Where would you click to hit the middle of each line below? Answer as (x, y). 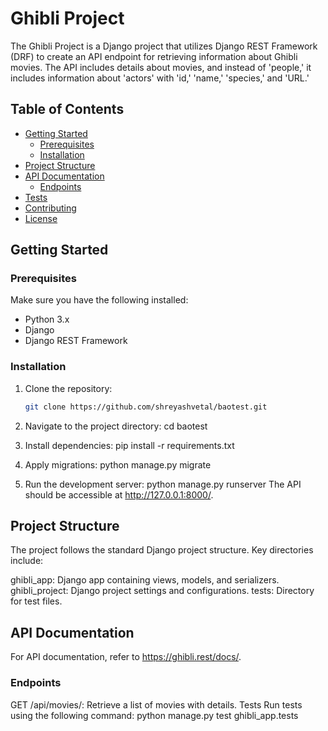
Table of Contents (67, 109)
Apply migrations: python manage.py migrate (118, 464)
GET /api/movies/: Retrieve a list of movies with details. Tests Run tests (156, 704)
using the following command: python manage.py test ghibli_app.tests (154, 715)
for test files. (36, 601)
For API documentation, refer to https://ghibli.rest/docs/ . (126, 657)
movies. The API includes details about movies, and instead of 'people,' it (161, 67)
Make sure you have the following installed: (99, 300)
